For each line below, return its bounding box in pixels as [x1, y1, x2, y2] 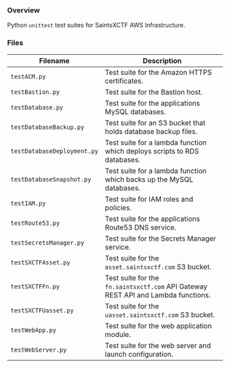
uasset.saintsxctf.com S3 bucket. [105, 310, 216, 319]
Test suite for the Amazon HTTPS [105, 67, 212, 77]
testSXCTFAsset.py [10, 258, 71, 266]
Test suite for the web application [105, 321, 212, 330]
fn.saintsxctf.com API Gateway [105, 282, 207, 291]
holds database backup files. [105, 126, 198, 136]
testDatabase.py [10, 103, 64, 111]
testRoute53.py [10, 219, 60, 227]
